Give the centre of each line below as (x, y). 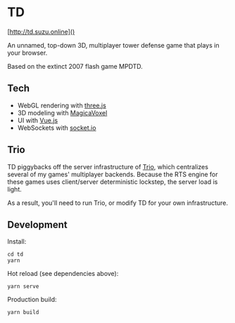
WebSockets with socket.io (57, 128)
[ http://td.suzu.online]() (41, 32)
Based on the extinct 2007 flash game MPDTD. (75, 66)
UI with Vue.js (38, 120)
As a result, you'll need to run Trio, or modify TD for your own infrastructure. (118, 203)
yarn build (23, 312)
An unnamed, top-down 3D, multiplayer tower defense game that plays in (113, 45)
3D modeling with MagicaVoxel (62, 112)
